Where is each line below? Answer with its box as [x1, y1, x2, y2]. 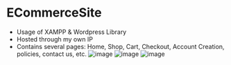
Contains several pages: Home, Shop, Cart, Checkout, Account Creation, [16, 42, 225, 50]
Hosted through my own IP [16, 35, 93, 43]
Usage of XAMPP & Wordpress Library [16, 28, 127, 36]
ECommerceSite [6, 5, 102, 21]
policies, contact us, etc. [16, 50, 87, 58]
